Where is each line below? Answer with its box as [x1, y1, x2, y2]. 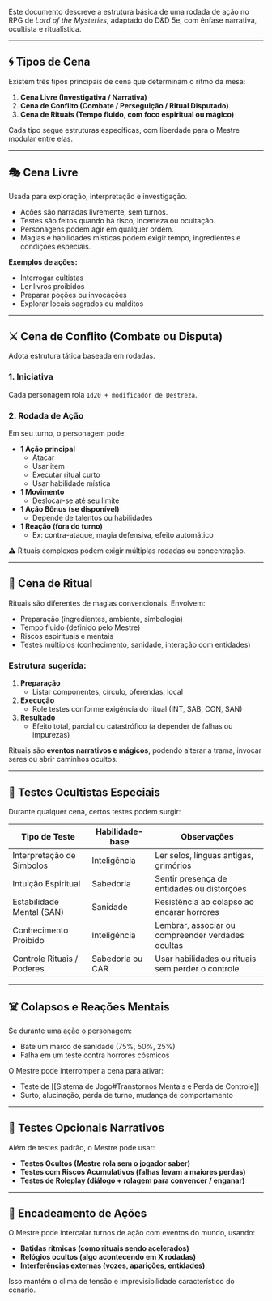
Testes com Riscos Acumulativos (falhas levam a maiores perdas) [19, 1167, 246, 1176]
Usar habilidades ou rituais [155, 953, 257, 964]
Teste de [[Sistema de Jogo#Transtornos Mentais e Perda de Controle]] [19, 1081, 260, 1091]
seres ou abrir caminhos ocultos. [8, 755, 118, 764]
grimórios [155, 860, 192, 871]
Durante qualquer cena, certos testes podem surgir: [8, 806, 181, 816]
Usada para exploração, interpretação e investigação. [8, 191, 188, 201]
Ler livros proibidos [19, 281, 85, 291]
